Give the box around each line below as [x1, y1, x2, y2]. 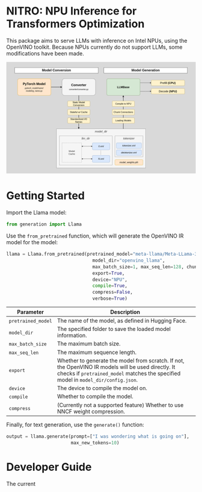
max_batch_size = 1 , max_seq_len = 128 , [92, 263, 185, 270]
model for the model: [6, 239, 58, 246]
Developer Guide [6, 460, 92, 474]
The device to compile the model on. [57, 385, 147, 392]
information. [57, 332, 87, 339]
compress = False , [92, 289, 133, 295]
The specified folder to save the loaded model [57, 326, 171, 333]
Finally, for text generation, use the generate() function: [6, 421, 144, 429]
